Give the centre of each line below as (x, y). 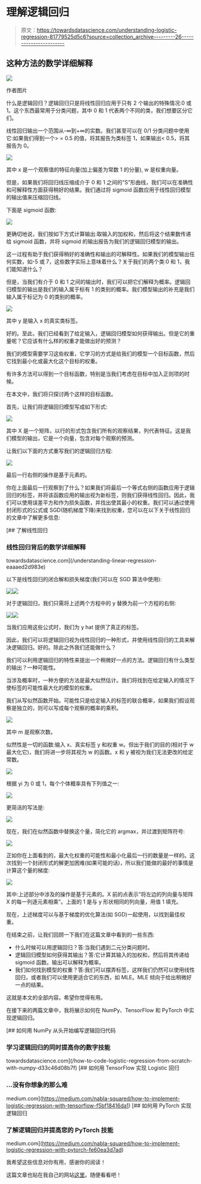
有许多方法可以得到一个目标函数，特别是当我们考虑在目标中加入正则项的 (95, 374)
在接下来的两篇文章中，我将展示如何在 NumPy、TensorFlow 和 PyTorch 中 (98, 1010)
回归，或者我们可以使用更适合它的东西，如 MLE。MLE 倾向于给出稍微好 (103, 977)
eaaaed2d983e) (26, 567)
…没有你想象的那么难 (37, 1085)
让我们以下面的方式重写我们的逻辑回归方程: (60, 451)
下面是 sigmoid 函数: (31, 210)
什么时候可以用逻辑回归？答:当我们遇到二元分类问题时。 (84, 948)
